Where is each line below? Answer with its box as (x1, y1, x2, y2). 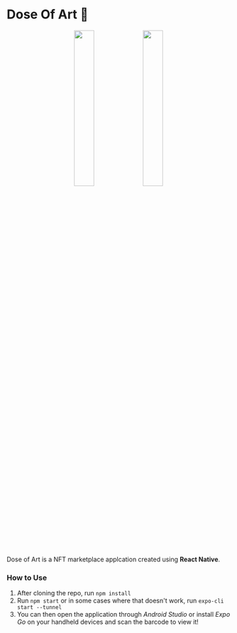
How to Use (6, 573, 48, 583)
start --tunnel (16, 604, 62, 611)
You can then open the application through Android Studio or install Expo (16, 610, 231, 619)
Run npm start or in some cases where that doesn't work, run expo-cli (16, 596, 224, 605)
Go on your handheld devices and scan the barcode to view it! (16, 617, 199, 627)
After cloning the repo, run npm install (16, 589, 131, 598)
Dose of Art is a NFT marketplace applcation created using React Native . (6, 555, 221, 563)
